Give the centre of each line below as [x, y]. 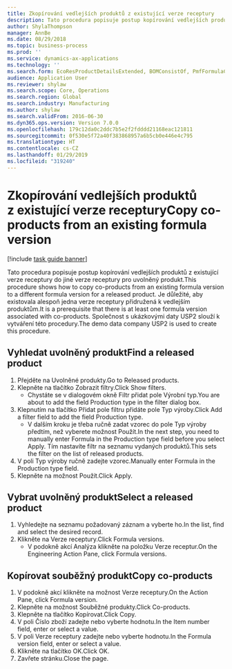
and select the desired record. [60, 532]
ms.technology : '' [33, 65]
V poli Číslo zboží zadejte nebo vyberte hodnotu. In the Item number [113, 622]
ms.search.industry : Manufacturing [58, 104]
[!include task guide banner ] [47, 258]
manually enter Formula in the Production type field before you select [126, 439]
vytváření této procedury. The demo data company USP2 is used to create [112, 323]
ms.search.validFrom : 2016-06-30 [55, 116]
